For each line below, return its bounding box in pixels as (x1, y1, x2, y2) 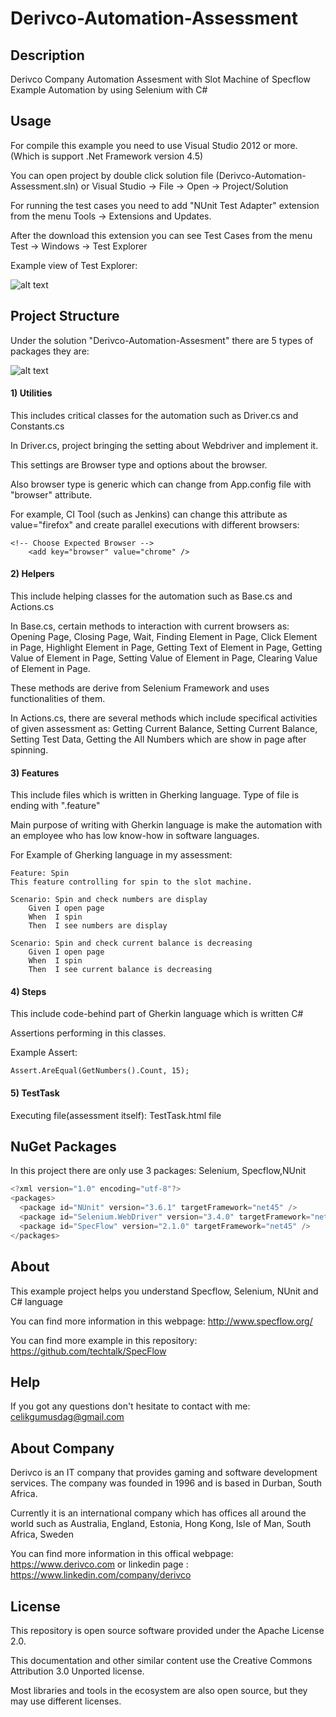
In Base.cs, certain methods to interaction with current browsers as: (10, 620, 290, 632)
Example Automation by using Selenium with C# (10, 84, 208, 96)
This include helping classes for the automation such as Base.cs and (10, 590, 293, 602)
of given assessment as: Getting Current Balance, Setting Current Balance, (10, 723, 318, 735)
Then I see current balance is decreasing (28, 965, 213, 975)
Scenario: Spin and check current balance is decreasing (10, 938, 253, 949)
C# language (10, 1295, 64, 1307)
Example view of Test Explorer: (10, 259, 138, 271)
